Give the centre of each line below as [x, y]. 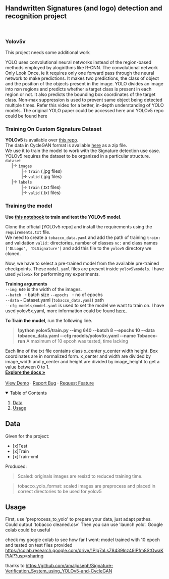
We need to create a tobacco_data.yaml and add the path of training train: [83, 237]
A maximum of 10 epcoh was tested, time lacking [77, 341]
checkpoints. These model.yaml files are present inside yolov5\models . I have [85, 269]
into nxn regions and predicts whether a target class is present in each [78, 89]
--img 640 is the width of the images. [44, 289]
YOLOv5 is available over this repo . [42, 140]
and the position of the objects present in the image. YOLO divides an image [84, 84]
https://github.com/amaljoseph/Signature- [69, 566]
